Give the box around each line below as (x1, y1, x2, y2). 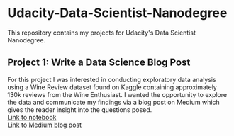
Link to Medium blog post (7, 120, 82, 129)
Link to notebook (7, 113, 57, 121)
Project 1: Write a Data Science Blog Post (7, 57, 191, 69)
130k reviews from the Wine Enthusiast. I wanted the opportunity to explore (7, 90, 228, 98)
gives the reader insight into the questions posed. (7, 105, 152, 114)
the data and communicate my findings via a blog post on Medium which (7, 98, 220, 106)
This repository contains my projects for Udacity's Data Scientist (7, 28, 196, 37)
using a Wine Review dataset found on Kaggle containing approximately (7, 83, 218, 91)
